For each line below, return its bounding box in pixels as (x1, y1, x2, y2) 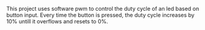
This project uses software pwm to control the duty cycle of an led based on (6, 5, 199, 12)
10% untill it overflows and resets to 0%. (6, 18, 109, 25)
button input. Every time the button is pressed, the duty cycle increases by (6, 11, 195, 19)
